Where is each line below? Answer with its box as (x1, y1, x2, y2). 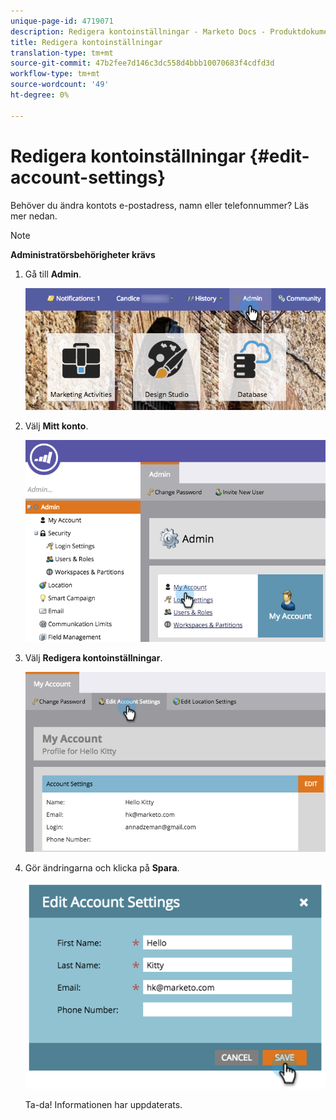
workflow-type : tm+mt (10, 69, 101, 79)
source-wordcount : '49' (10, 80, 110, 90)
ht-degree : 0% (10, 90, 70, 100)
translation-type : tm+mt (10, 48, 114, 58)
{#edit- (249, 145, 310, 167)
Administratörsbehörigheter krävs (10, 248, 156, 260)
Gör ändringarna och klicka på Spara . (24, 861, 180, 874)
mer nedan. (10, 210, 58, 222)
